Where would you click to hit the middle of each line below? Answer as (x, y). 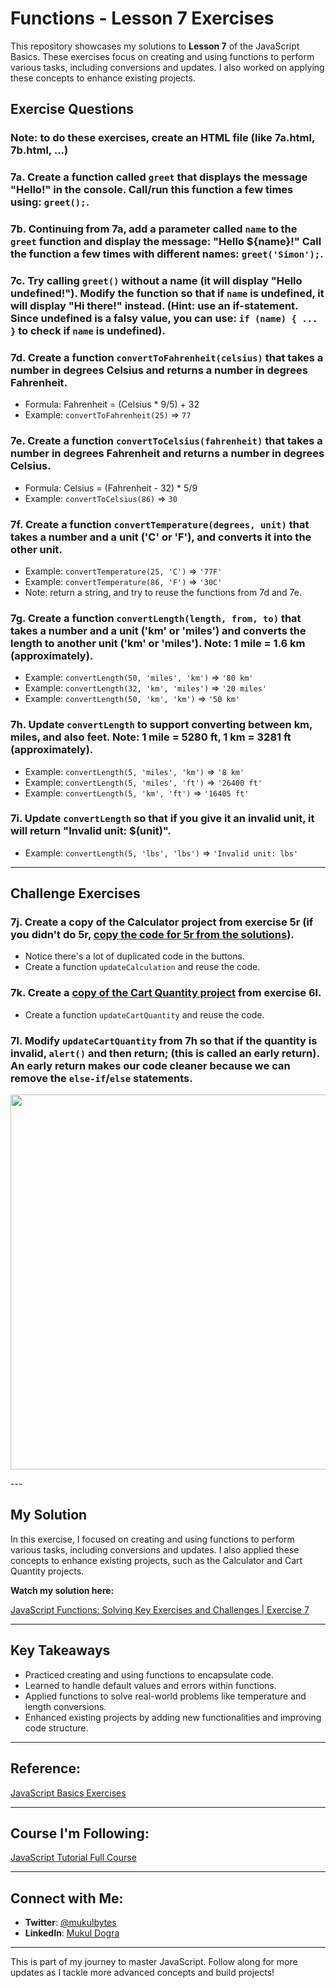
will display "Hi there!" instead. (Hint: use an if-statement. (154, 306)
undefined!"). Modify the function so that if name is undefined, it (167, 294)
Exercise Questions (72, 109)
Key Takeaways (60, 1650)
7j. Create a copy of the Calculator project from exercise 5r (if (162, 922)
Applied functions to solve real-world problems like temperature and (165, 1696)
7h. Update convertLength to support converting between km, (161, 725)
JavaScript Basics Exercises (68, 1793)
